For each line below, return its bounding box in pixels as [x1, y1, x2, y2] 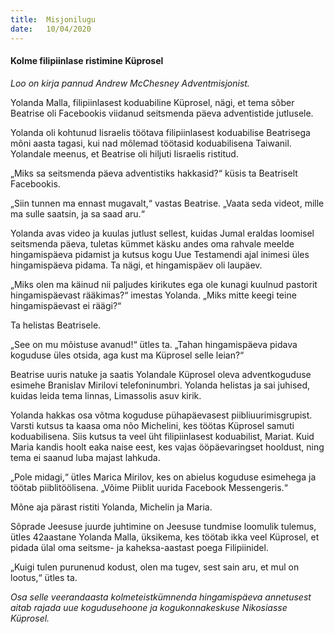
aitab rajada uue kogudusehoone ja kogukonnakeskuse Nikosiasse [10, 601, 288, 613]
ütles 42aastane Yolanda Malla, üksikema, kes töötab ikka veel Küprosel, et [10, 531, 320, 543]
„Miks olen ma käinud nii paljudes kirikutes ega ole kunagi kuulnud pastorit [10, 278, 318, 290]
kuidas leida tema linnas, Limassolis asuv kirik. [10, 389, 202, 401]
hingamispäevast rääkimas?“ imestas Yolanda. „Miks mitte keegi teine [10, 289, 297, 301]
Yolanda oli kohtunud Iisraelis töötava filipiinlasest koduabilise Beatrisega [10, 126, 311, 138]
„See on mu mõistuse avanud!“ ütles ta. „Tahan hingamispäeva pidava [10, 338, 298, 350]
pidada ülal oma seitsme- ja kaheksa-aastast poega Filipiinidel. [10, 541, 269, 553]
